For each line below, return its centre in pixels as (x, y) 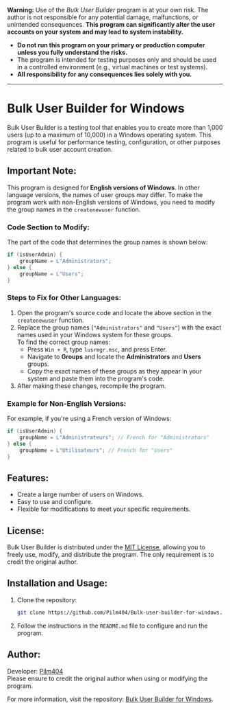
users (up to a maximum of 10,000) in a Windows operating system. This (109, 135)
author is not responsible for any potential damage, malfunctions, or (103, 17)
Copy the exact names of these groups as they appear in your (114, 371)
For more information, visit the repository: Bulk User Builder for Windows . (111, 699)
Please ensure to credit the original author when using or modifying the (107, 678)
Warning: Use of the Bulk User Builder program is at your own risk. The (108, 10)
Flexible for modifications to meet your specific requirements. (104, 509)
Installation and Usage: (57, 583)
